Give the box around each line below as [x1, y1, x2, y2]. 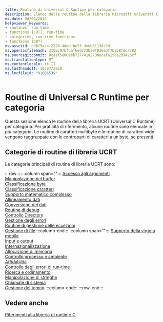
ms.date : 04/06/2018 [5, 16, 47, 21]
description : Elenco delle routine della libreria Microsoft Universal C [5, 12, 159, 17]
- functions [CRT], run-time [5, 30, 64, 35]
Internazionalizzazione [5, 243, 50, 249]
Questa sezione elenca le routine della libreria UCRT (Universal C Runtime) [5, 118, 155, 124]
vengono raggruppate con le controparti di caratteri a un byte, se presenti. [5, 134, 155, 140]
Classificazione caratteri [5, 186, 54, 192]
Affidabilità [5, 258, 27, 264]
